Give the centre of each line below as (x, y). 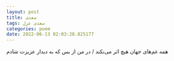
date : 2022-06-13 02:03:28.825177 (50, 34)
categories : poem (28, 29)
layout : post (23, 12)
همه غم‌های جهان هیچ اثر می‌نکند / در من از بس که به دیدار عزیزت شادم (87, 51)
